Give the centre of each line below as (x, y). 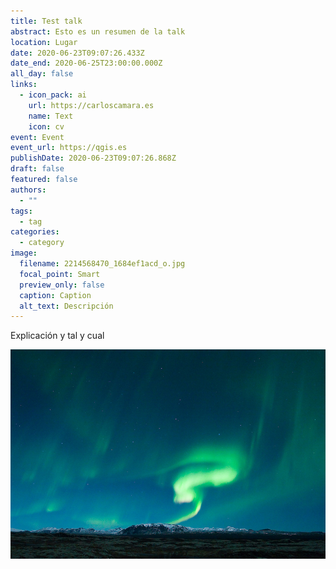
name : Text (51, 116)
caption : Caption (55, 295)
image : (24, 253)
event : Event (37, 137)
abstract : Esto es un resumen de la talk (98, 31)
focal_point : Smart (60, 274)
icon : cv (46, 126)
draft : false (37, 169)
